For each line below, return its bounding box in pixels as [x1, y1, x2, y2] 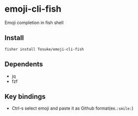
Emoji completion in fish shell [4, 20, 64, 25]
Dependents [4, 60, 43, 69]
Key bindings [4, 92, 46, 101]
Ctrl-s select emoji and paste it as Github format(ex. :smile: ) [11, 105, 134, 111]
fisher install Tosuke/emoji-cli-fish [4, 46, 84, 52]
